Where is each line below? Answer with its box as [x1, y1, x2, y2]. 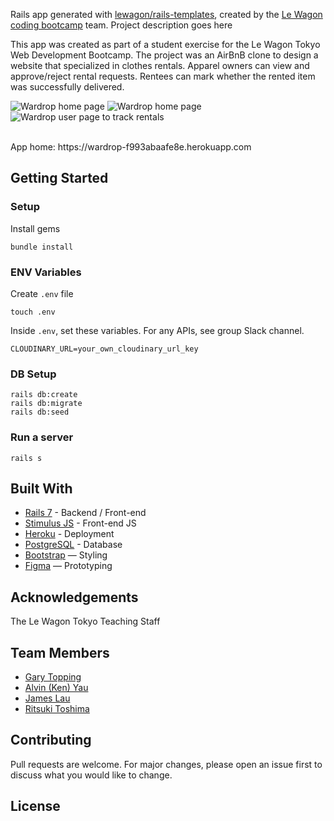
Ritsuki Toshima [24, 703, 90, 715]
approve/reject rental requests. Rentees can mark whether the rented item [10, 70, 316, 82]
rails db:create [10, 390, 78, 400]
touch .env [10, 307, 56, 317]
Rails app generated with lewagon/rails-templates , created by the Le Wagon [10, 9, 323, 20]
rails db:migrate [10, 399, 83, 409]
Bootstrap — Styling [24, 549, 108, 561]
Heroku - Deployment [24, 528, 115, 540]
